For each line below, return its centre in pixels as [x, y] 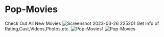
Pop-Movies [31, 9]
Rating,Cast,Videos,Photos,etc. [37, 28]
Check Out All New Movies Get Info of [82, 23]
